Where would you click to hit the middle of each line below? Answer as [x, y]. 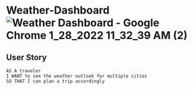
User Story [26, 57]
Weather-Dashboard [58, 10]
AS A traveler [24, 71]
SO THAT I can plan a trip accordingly [56, 81]
